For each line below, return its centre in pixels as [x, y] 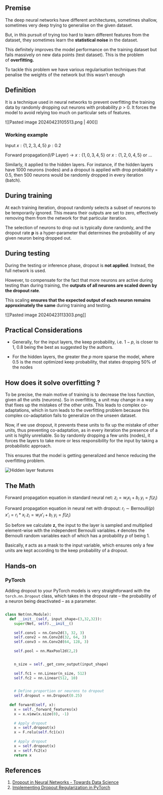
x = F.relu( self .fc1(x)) [39, 733]
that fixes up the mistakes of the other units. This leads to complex [72, 405]
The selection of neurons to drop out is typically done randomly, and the [78, 227]
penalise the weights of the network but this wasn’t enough [65, 75]
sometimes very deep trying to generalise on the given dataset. [69, 25]
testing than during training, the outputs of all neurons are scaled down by [81, 285]
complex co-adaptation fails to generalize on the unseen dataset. [71, 416]
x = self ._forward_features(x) [46, 709]
